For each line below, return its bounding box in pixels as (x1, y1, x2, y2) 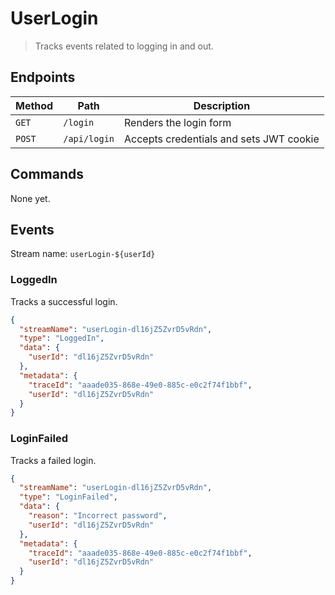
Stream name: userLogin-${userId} (10, 248, 156, 260)
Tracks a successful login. (10, 295, 118, 307)
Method (15, 98, 54, 112)
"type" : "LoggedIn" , (19, 333, 105, 344)
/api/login (63, 133, 115, 144)
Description (193, 98, 251, 112)
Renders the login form (124, 115, 232, 129)
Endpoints (10, 69, 76, 86)
